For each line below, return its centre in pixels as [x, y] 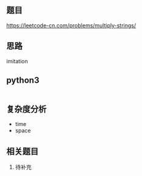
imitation [17, 61]
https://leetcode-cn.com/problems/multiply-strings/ [71, 25]
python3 [23, 80]
